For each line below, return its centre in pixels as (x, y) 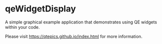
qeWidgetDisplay (40, 9)
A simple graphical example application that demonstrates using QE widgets (81, 22)
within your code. (22, 27)
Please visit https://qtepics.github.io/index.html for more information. (74, 36)
